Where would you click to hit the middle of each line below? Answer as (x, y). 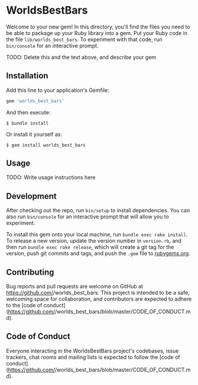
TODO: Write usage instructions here (51, 177)
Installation (27, 76)
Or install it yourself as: (34, 134)
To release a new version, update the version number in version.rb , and (94, 241)
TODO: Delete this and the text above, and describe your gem (81, 57)
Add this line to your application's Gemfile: (58, 90)
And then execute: (28, 112)
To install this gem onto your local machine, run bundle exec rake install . (97, 234)
